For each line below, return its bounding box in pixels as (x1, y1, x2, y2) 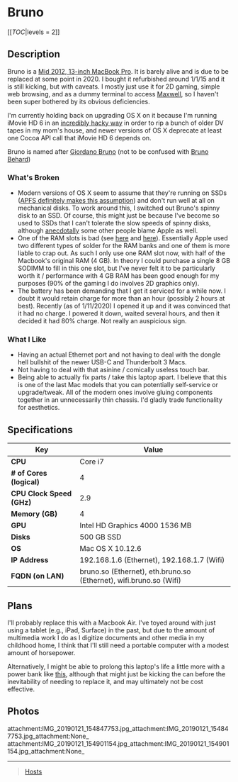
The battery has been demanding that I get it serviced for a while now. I (17, 286, 227, 295)
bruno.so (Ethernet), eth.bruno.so (79, 566, 191, 576)
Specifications (7, 423, 73, 436)
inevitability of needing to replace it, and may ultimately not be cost (7, 677, 203, 686)
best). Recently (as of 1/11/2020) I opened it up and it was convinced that (17, 302, 231, 311)
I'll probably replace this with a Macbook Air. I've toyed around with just (7, 618, 216, 627)
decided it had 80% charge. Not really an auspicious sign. (17, 317, 187, 325)
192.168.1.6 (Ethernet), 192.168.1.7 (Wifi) (79, 555, 225, 565)
